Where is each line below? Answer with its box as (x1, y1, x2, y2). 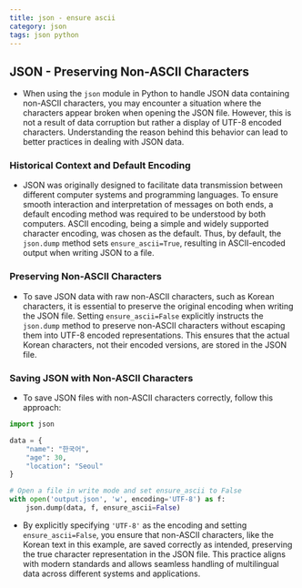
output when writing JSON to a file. (22, 248, 155, 259)
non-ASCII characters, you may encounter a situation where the (22, 97, 262, 109)
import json (9, 420, 55, 429)
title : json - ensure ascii (9, 13, 116, 23)
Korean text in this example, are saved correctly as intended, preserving (22, 539, 293, 550)
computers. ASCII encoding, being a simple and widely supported (22, 218, 269, 229)
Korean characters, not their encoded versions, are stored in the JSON (22, 339, 287, 350)
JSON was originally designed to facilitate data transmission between (22, 179, 284, 191)
